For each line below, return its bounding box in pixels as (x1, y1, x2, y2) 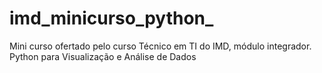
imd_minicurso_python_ (9, 7, 214, 30)
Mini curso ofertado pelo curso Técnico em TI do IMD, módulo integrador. (9, 40, 312, 52)
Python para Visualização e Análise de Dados (9, 50, 197, 62)
